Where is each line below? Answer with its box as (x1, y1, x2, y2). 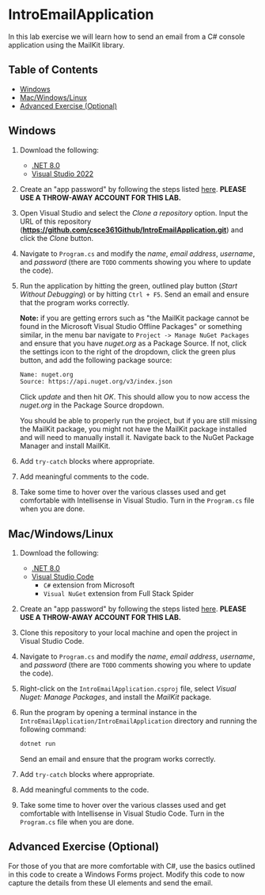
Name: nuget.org (19, 370, 74, 378)
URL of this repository (19, 216, 92, 226)
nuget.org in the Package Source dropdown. (19, 400, 165, 410)
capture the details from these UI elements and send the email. (8, 878, 214, 887)
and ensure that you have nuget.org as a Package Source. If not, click (19, 338, 247, 348)
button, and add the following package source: (19, 355, 172, 365)
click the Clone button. (19, 233, 94, 243)
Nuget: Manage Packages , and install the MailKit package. (19, 692, 212, 702)
